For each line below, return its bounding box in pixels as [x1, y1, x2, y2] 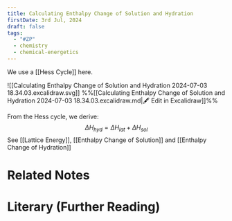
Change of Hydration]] [7, 143, 71, 151]
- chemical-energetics [13, 49, 79, 56]
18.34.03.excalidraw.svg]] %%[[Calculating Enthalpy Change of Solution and [7, 88, 226, 97]
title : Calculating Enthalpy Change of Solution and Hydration [7, 10, 194, 17]
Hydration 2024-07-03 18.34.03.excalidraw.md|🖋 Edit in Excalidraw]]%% [7, 96, 218, 105]
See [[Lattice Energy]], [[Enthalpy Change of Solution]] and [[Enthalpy [7, 136, 207, 144]
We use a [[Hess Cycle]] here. [7, 67, 93, 76]
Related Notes [7, 167, 90, 183]
